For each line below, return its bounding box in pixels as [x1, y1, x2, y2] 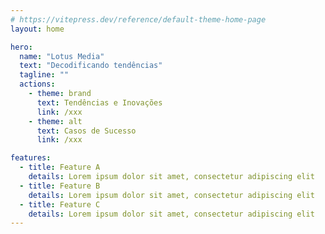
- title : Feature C [19, 199, 101, 210]
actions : [19, 79, 56, 90]
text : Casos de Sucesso [36, 126, 137, 136]
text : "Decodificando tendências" [19, 61, 163, 71]
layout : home [10, 24, 65, 34]
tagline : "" [19, 70, 70, 80]
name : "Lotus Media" [19, 51, 105, 61]
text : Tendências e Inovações [36, 97, 163, 108]
